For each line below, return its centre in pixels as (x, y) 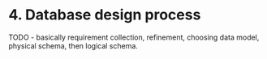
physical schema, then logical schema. (73, 45)
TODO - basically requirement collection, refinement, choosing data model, (134, 37)
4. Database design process (105, 15)
